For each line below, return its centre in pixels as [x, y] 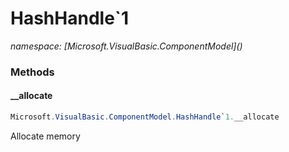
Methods [32, 72]
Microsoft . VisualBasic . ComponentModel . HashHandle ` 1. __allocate [145, 117]
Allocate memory [45, 136]
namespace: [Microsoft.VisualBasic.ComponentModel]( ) [126, 46]
